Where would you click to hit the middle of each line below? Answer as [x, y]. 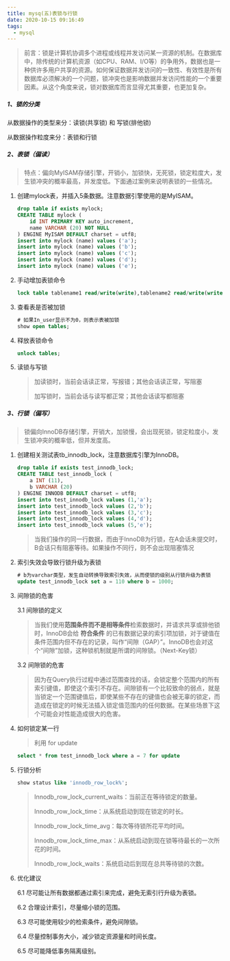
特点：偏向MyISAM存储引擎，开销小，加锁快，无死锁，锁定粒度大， [120, 173]
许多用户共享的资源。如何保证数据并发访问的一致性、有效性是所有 [129, 70]
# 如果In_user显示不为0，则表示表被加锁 [68, 320]
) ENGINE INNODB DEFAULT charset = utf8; [77, 493]
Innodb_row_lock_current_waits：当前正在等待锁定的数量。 [117, 797]
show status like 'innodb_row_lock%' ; [72, 783]
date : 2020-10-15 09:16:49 [46, 20]
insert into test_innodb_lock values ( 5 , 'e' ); [85, 525]
